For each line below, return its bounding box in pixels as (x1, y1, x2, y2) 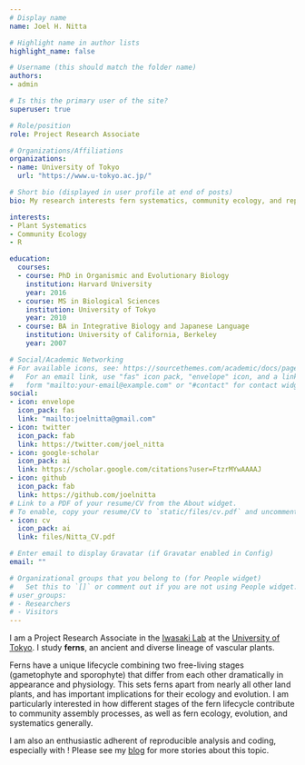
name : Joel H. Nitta (9, 22, 88, 31)
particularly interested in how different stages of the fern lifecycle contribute (9, 699, 295, 710)
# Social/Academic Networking (9, 355, 124, 364)
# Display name (9, 13, 67, 23)
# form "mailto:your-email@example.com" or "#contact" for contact (9, 381, 279, 390)
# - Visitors (9, 608, 59, 617)
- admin (9, 80, 39, 89)
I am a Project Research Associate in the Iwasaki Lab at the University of (9, 632, 280, 643)
